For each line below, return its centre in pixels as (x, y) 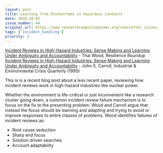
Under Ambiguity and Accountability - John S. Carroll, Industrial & (71, 65)
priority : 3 (17, 37)
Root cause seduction (34, 130)
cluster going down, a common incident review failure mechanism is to (76, 100)
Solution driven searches (37, 140)
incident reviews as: (25, 120)
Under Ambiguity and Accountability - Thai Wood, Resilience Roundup (75, 55)
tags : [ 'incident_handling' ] (34, 32)
